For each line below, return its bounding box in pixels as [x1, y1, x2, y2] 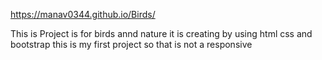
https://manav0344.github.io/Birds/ [10, 9, 156, 20]
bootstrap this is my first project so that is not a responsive [10, 39, 253, 50]
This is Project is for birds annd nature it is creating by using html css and [10, 28, 313, 39]
